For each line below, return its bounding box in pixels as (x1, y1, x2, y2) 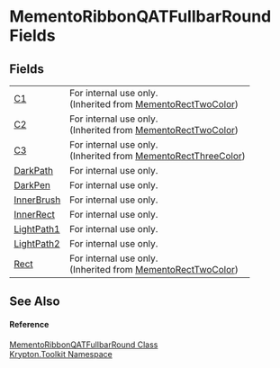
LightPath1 (14, 223, 60, 235)
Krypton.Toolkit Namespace (9, 348, 113, 359)
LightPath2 (14, 238, 60, 249)
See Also (9, 294, 60, 310)
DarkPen (14, 179, 51, 191)
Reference (9, 319, 50, 329)
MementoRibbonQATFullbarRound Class (9, 339, 158, 350)
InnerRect (14, 209, 56, 220)
